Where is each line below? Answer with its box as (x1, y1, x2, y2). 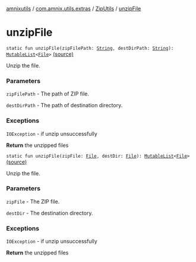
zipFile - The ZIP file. (6, 198, 60, 205)
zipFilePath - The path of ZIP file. (6, 90, 89, 97)
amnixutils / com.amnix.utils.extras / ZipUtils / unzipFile (6, 5, 141, 12)
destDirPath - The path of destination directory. (6, 102, 123, 109)
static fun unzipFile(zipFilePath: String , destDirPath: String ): (6, 45, 174, 51)
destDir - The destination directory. (6, 209, 93, 216)
